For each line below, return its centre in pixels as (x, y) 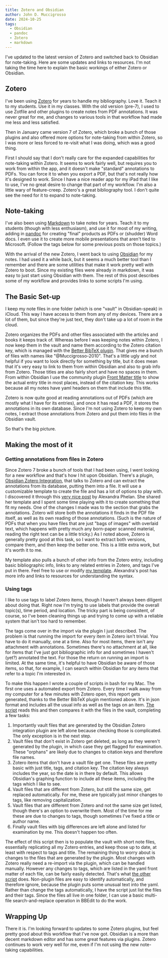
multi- (151, 895)
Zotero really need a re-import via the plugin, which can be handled (75, 863)
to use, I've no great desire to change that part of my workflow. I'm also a (81, 185)
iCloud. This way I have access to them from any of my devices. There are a (83, 314)
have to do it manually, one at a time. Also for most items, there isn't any (80, 642)
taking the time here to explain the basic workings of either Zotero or (76, 67)
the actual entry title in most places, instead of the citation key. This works (82, 383)
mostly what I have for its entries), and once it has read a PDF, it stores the (82, 403)
